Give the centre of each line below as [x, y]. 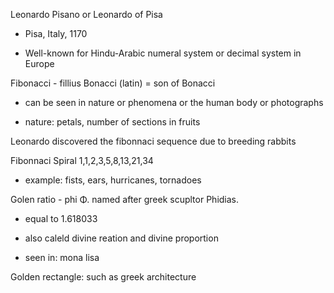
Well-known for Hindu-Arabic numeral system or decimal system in [163, 53]
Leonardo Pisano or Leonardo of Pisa [86, 14]
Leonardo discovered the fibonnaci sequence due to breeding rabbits [153, 141]
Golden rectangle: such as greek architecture [103, 277]
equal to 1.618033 [61, 218]
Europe [39, 63]
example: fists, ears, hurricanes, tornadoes [113, 180]
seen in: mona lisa [62, 257]
